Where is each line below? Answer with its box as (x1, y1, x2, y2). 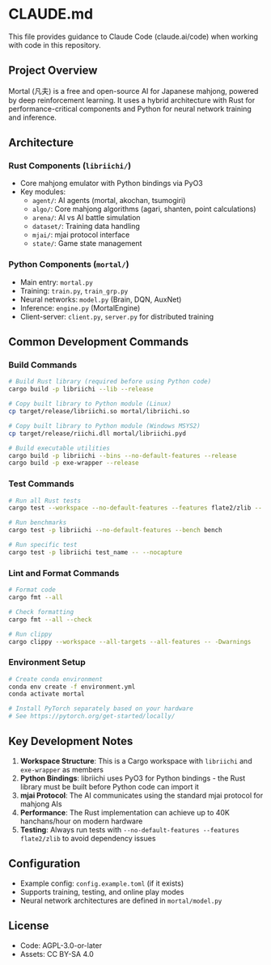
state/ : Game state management (32, 239, 142, 248)
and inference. (8, 112, 57, 122)
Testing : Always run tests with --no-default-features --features (19, 824, 240, 834)
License (8, 919, 49, 933)
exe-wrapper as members (19, 764, 104, 774)
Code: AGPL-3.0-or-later (19, 940, 103, 950)
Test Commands (8, 478, 74, 489)
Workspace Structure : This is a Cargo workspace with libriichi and (19, 755, 252, 765)
